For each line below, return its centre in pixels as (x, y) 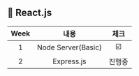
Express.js (69, 61)
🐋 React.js (30, 13)
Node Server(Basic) (70, 47)
